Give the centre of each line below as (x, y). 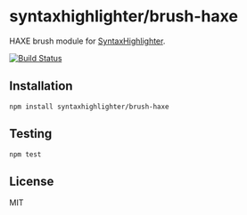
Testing (31, 134)
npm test (25, 154)
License (32, 181)
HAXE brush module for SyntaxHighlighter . (87, 41)
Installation (41, 86)
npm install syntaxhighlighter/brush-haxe (89, 107)
